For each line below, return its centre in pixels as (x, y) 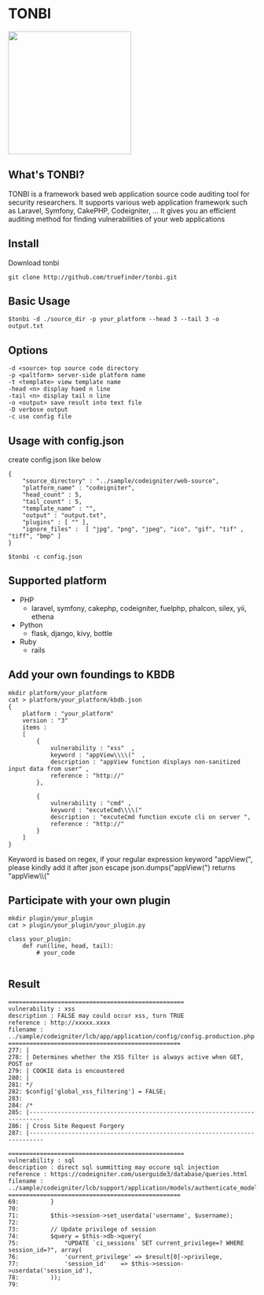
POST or (21, 1064)
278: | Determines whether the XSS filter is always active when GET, (126, 1057)
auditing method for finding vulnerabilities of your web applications (117, 219)
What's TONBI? (46, 175)
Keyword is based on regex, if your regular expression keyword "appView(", (130, 859)
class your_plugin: (40, 939)
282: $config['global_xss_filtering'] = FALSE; (88, 1092)
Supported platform (58, 581)
